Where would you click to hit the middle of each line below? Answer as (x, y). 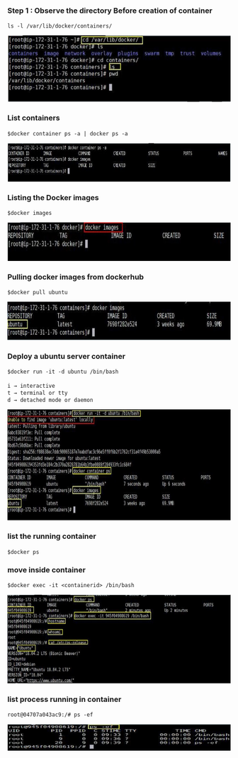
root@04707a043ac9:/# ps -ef (50, 715)
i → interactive (31, 386)
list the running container (52, 536)
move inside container (47, 569)
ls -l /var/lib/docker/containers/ (60, 26)
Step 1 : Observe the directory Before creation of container (110, 11)
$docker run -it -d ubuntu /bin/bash (63, 372)
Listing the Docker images (53, 197)
